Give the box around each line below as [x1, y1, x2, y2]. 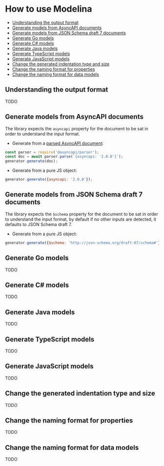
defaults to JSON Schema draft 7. [5, 221, 72, 227]
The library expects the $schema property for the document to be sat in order [5, 211, 159, 217]
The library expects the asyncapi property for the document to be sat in [5, 125, 148, 131]
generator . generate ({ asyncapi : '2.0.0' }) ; [5, 177, 93, 182]
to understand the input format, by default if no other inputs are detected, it [5, 216, 156, 222]
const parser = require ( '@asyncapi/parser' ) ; [5, 150, 99, 155]
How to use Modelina [5, 3, 92, 15]
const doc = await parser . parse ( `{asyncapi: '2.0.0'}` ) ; [5, 154, 123, 159]
